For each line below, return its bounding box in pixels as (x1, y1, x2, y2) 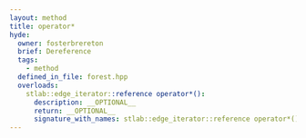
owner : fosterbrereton (17, 38, 104, 48)
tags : (17, 55, 39, 64)
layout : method (9, 13, 67, 23)
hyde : (9, 30, 30, 39)
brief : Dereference (17, 47, 92, 56)
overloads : (17, 81, 59, 90)
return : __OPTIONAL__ (33, 106, 117, 115)
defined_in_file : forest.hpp (17, 73, 128, 82)
